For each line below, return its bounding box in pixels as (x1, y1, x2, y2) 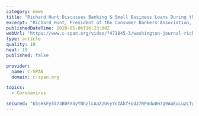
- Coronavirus (11, 90, 46, 96)
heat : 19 (6, 47, 28, 53)
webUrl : (6, 31, 25, 37)
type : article (6, 36, 41, 42)
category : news (6, 8, 44, 15)
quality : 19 (6, 42, 36, 48)
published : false (6, 52, 49, 58)
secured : (6, 101, 28, 107)
